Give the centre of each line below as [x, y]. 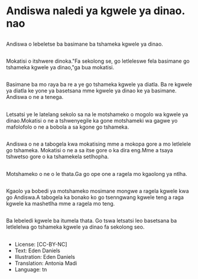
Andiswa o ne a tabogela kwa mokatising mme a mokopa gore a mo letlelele [98, 144]
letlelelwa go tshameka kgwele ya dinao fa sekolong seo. [75, 227]
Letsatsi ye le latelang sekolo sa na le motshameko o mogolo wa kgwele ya [97, 114]
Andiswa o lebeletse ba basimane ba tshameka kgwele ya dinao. [85, 44]
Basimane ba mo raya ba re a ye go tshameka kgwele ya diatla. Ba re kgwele [99, 85]
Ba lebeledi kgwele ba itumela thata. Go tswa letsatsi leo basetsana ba [92, 221]
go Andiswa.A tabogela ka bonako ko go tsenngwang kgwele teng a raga [95, 197]
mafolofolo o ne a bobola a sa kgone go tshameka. [68, 127]
